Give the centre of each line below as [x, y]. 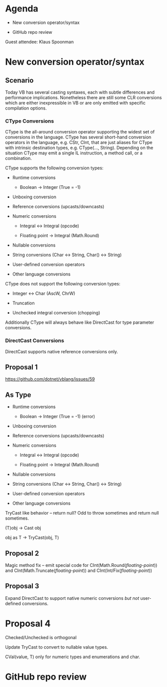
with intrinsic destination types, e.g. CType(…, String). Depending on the [79, 148]
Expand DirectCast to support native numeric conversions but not [72, 598]
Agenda [22, 9]
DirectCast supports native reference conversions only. [62, 351]
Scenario [19, 80]
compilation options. [26, 108]
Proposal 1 [22, 367]
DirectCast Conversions [35, 341]
